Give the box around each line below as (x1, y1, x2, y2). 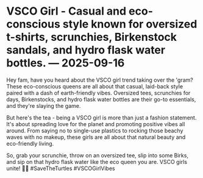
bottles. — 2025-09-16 (6, 56, 125, 70)
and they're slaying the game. (6, 102, 81, 109)
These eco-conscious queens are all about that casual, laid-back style (6, 82, 183, 90)
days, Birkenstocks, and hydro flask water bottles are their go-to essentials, (6, 96, 196, 103)
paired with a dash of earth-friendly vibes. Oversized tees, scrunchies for (6, 89, 191, 96)
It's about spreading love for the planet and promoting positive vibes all (6, 120, 185, 127)
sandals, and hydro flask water (6, 43, 166, 57)
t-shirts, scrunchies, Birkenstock (6, 30, 177, 44)
